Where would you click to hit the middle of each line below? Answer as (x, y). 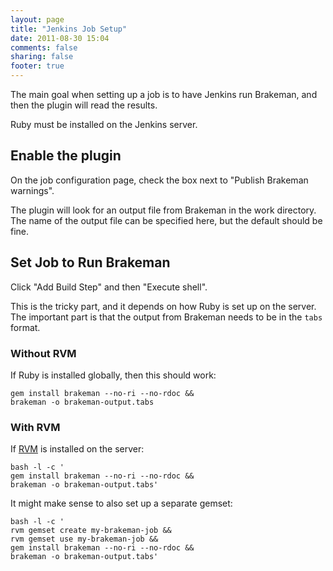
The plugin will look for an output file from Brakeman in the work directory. (163, 210)
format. (25, 327)
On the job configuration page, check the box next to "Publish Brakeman (159, 180)
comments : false (44, 47)
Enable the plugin (66, 156)
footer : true (37, 66)
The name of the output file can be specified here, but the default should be (166, 220)
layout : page (37, 19)
